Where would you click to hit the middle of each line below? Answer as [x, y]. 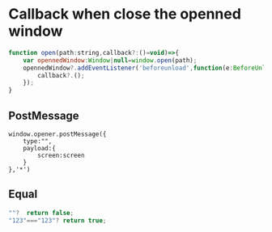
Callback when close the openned [125, 14]
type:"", [38, 141]
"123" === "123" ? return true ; [57, 220]
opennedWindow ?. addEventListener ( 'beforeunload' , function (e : [128, 68]
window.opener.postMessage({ [57, 134]
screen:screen [61, 155]
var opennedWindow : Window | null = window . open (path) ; [110, 60]
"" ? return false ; [41, 213]
